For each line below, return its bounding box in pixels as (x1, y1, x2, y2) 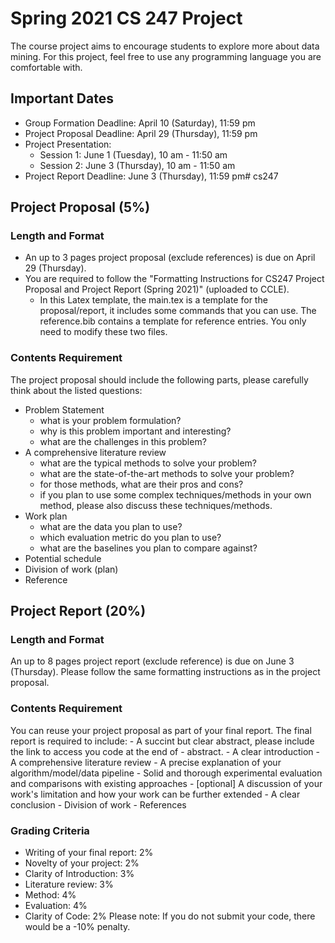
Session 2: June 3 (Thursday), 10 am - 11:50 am (39, 159, 236, 171)
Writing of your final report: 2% (24, 847, 154, 859)
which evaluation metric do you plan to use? (39, 531, 222, 543)
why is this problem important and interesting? (39, 425, 232, 437)
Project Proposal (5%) (10, 199, 151, 216)
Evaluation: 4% (24, 900, 88, 912)
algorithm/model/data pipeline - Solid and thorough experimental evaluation (10, 767, 323, 779)
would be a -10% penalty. (24, 921, 131, 933)
